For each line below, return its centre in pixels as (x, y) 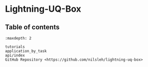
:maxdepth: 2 (18, 38)
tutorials (15, 47)
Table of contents (32, 27)
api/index (15, 55)
